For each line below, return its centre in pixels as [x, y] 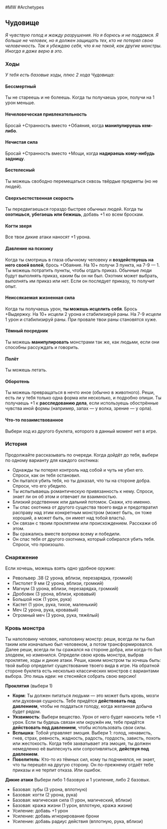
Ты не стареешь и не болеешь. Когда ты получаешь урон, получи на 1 [80, 98]
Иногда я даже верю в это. [34, 51]
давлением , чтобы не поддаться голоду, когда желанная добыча [82, 706]
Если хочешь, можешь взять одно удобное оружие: [60, 568]
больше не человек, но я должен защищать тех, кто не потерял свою [79, 40]
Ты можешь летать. [26, 370]
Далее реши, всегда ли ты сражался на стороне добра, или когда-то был [84, 650]
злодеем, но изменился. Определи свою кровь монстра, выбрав [75, 655]
